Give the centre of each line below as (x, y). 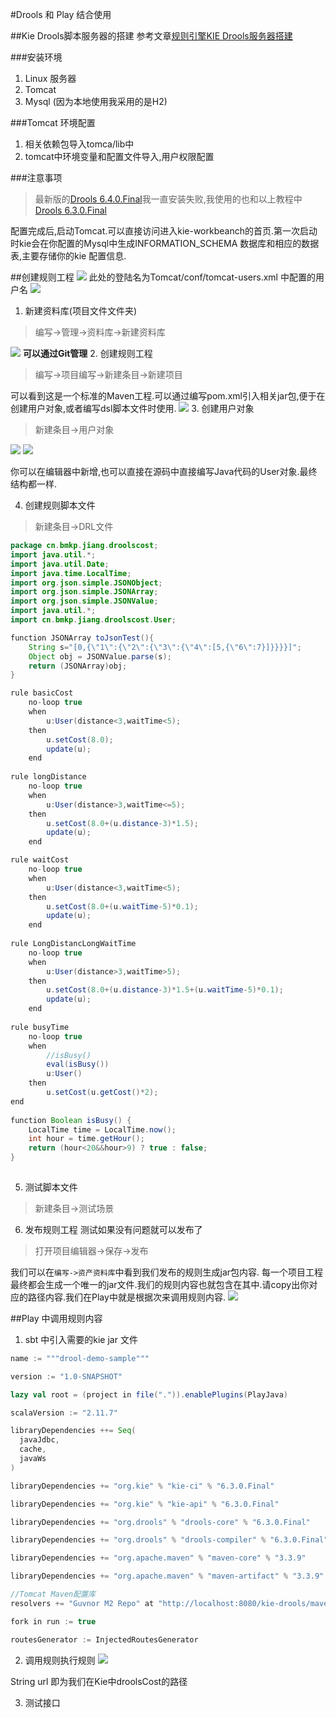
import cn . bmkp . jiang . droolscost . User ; (93, 620)
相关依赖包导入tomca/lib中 (79, 144)
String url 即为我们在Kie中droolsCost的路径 (99, 1681)
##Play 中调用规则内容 (56, 1318)
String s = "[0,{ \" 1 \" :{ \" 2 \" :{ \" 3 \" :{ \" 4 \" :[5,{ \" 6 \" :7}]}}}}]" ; (165, 647)
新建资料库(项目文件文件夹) (81, 311)
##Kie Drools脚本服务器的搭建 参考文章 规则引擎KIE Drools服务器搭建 (151, 36)
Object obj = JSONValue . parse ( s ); (100, 656)
